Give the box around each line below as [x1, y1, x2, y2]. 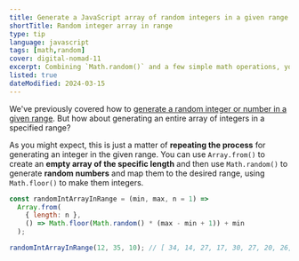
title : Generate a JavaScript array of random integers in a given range [9, 12, 289, 22]
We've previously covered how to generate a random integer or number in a [9, 103, 287, 114]
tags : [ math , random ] [9, 46, 86, 55]
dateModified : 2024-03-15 [9, 79, 105, 88]
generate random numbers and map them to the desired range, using [9, 168, 265, 178]
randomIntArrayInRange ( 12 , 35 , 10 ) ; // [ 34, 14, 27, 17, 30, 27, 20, [9, 243, 277, 252]
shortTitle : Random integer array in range [9, 21, 174, 30]
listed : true [9, 71, 58, 80]
